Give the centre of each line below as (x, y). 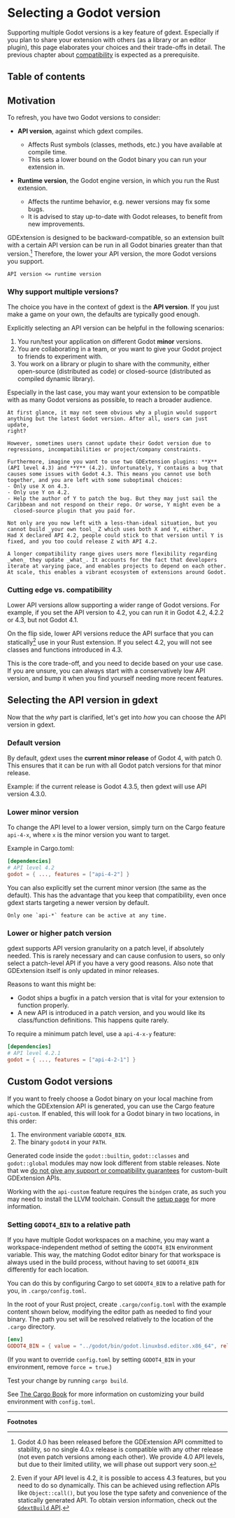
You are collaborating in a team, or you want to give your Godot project (120, 349)
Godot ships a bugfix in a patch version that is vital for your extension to (121, 998)
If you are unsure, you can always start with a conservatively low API (106, 671)
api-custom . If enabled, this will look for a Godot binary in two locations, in (114, 1113)
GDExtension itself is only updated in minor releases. (83, 971)
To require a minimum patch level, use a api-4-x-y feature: (92, 1034)
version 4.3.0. (27, 794)
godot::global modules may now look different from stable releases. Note (114, 1163)
